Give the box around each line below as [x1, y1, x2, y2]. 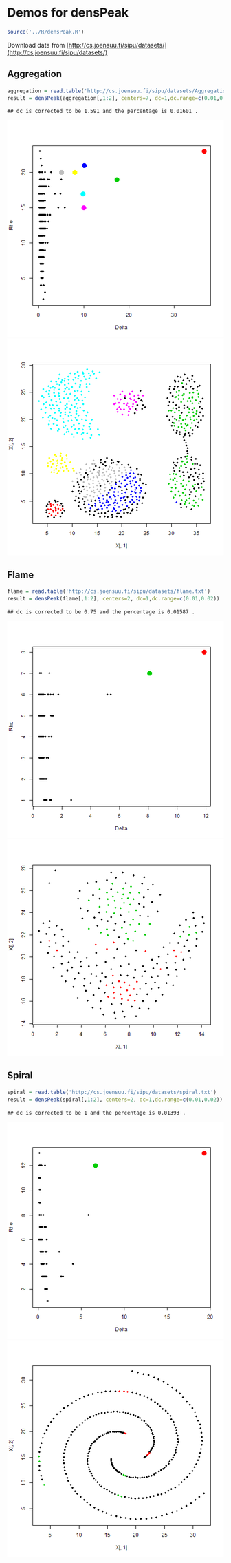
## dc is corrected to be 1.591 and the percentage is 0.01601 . [7, 108, 198, 115]
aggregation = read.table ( [7, 87, 85, 94]
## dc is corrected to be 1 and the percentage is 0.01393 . [7, 1109, 186, 1116]
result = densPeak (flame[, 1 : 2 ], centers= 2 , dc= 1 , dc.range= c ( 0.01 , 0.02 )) [7, 596, 220, 602]
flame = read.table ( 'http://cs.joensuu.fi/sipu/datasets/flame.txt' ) [7, 588, 211, 595]
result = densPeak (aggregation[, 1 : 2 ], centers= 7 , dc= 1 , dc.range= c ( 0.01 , [7, 94, 220, 101]
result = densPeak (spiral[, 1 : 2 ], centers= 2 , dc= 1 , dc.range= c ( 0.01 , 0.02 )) [7, 1096, 223, 1103]
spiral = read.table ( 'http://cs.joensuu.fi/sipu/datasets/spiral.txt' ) [7, 1089, 217, 1095]
